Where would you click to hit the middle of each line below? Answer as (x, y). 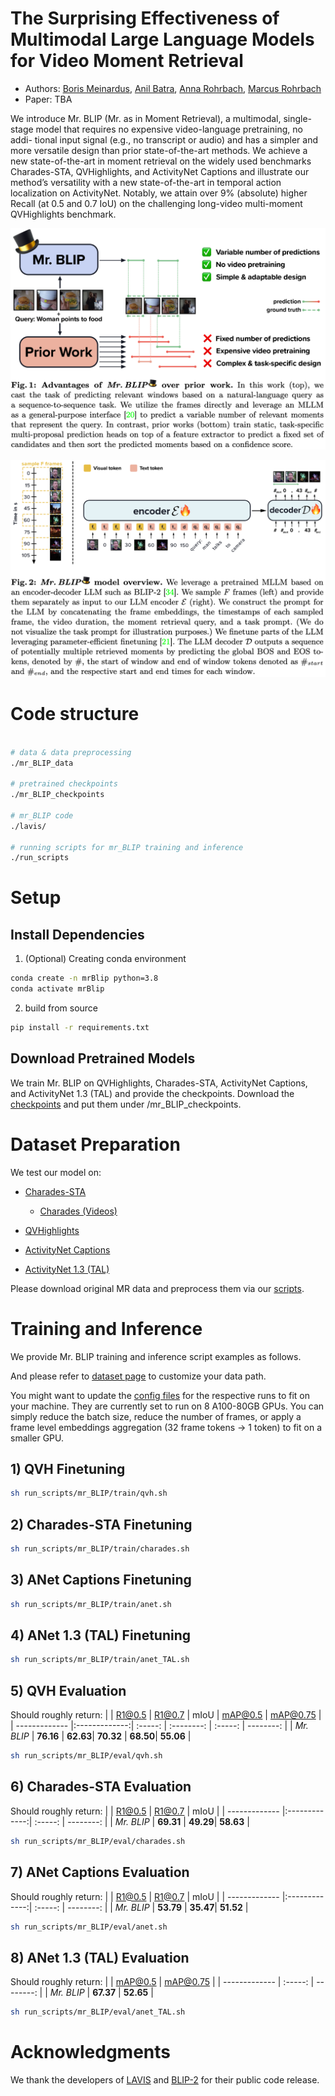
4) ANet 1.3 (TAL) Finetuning (101, 1635)
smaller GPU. (37, 1438)
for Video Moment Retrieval (127, 61)
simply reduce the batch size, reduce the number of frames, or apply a (156, 1416)
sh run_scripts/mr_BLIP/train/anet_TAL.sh (100, 1660)
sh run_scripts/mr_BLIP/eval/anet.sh (89, 1927)
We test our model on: (56, 1172)
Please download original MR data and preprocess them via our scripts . (157, 1288)
